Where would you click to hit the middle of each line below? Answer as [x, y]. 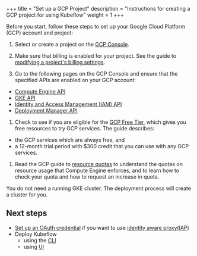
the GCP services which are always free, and [70, 140]
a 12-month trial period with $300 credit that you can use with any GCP [101, 146]
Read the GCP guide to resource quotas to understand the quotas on [99, 164]
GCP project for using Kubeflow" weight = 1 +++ [65, 15]
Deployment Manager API [46, 110]
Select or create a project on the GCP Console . [72, 44]
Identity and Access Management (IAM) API [68, 104]
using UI [34, 246]
